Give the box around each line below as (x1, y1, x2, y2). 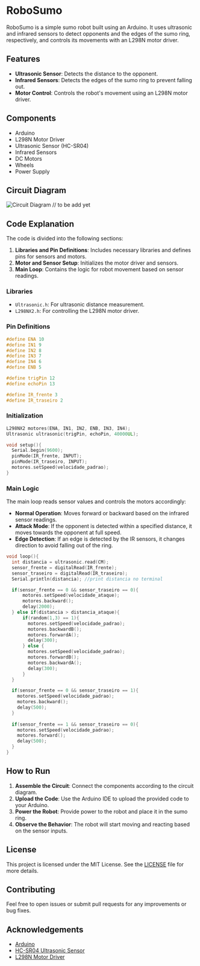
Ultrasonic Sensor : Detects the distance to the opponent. (14, 70, 158, 77)
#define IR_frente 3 (6, 391, 58, 398)
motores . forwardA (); (28, 632, 80, 638)
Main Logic (6, 484, 39, 492)
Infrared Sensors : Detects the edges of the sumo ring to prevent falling (14, 76, 193, 83)
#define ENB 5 (6, 364, 42, 370)
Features (6, 54, 40, 64)
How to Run (6, 766, 51, 776)
